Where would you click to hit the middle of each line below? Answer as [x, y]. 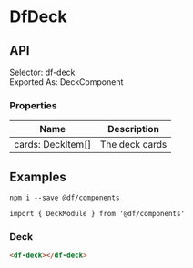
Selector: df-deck [42, 72]
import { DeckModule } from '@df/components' [97, 214]
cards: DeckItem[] [53, 145]
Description [133, 129]
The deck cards [133, 145]
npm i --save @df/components [65, 198]
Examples [38, 176]
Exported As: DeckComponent [66, 82]
